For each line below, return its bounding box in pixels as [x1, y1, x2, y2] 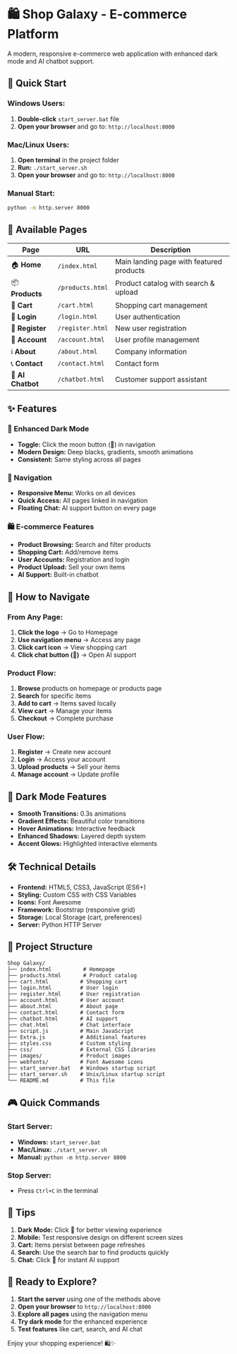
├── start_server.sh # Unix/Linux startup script [7, 1070, 166, 1077]
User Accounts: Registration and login [17, 555, 130, 564]
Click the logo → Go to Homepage [17, 628, 119, 636]
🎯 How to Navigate [7, 591, 90, 603]
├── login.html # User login [7, 984, 119, 991]
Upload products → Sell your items [17, 763, 121, 771]
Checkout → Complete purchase [17, 714, 114, 723]
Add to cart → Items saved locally [17, 699, 116, 708]
